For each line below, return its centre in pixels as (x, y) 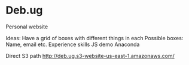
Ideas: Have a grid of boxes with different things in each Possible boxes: (94, 38)
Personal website (27, 27)
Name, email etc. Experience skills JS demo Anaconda (73, 44)
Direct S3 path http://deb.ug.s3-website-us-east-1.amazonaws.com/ (90, 56)
